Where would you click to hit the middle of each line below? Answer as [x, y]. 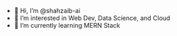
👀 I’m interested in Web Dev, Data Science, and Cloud [92, 18]
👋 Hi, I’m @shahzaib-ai [47, 11]
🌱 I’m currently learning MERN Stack [67, 25]
